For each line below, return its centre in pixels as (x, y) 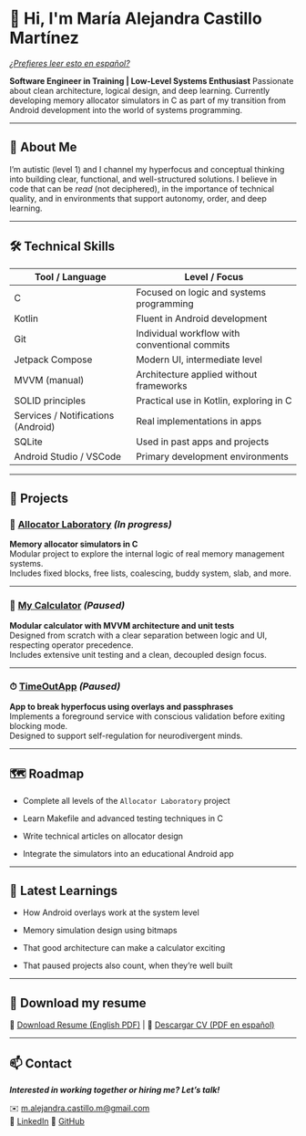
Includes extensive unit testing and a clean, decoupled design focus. (138, 654)
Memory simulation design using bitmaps (100, 931)
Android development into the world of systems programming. (126, 109)
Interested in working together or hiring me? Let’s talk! (115, 1090)
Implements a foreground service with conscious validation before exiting (147, 716)
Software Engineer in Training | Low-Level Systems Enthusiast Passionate (152, 80)
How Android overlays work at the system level (111, 912)
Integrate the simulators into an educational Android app (128, 853)
